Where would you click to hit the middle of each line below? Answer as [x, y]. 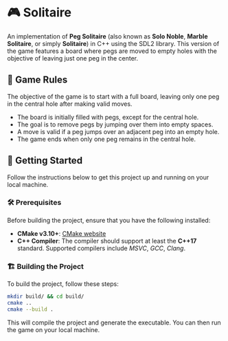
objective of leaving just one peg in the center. [73, 58]
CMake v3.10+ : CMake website [61, 233]
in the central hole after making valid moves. [70, 104]
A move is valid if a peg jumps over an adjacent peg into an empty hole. [118, 131]
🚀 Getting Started [45, 161]
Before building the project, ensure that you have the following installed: [109, 220]
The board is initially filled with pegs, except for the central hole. [108, 117]
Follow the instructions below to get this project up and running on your [108, 177]
